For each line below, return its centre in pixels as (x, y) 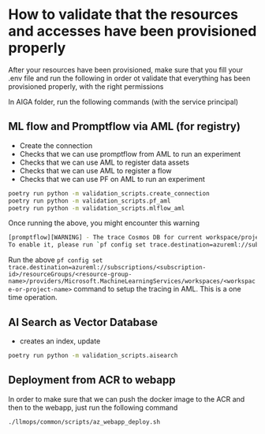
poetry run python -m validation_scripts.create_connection (109, 193)
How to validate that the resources (123, 15)
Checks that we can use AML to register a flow (95, 170)
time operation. (33, 298)
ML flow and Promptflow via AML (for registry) (124, 126)
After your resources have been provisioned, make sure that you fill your (125, 69)
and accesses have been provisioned (132, 31)
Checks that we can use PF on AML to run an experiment (112, 179)
